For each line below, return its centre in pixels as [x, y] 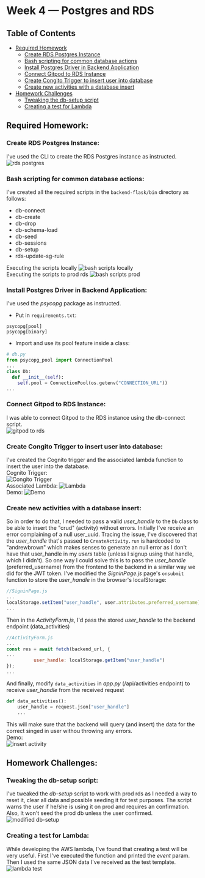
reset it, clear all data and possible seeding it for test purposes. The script [99, 800]
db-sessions [31, 243]
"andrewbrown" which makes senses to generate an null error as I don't [97, 548]
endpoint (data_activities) [38, 626]
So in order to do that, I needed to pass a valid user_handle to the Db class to [103, 521]
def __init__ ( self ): [38, 377]
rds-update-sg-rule [40, 256]
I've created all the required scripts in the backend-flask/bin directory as [98, 192]
